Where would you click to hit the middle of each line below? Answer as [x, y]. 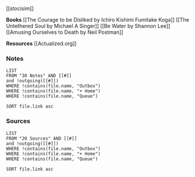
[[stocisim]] [20, 8]
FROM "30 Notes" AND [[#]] [39, 76]
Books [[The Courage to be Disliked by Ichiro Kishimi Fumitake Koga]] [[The [97, 20]
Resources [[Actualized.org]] [42, 44]
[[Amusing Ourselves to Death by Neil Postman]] [65, 32]
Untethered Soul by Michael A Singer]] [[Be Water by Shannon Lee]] [88, 26]
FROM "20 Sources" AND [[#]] [42, 138]
